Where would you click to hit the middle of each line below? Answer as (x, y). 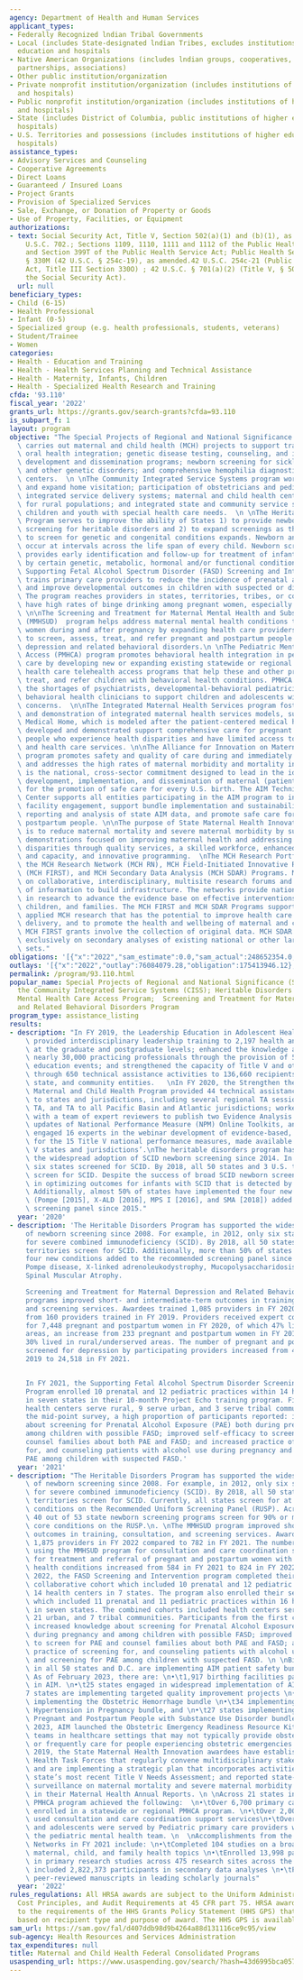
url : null (36, 286)
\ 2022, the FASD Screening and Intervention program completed (149, 1576)
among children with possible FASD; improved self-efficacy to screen (161, 1434)
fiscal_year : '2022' (48, 404)
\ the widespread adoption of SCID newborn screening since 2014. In (159, 1158)
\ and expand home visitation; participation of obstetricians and (147, 487)
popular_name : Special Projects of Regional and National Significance (147, 982)
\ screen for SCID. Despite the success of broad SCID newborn (147, 1175)
